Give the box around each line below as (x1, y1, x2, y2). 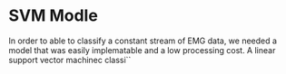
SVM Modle (8, 5, 99, 26)
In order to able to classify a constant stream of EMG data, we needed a (8, 35, 278, 46)
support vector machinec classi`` (8, 54, 132, 65)
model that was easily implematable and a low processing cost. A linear (8, 44, 276, 55)
